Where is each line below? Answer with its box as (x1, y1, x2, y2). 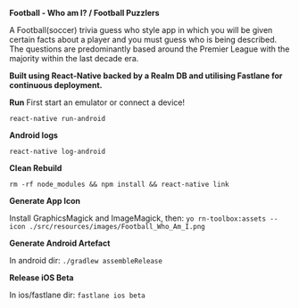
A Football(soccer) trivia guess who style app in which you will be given (9, 25, 273, 35)
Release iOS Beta (9, 272, 74, 283)
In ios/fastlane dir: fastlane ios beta (9, 289, 145, 300)
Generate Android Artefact (9, 238, 111, 248)
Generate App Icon (9, 196, 81, 206)
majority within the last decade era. (9, 53, 139, 63)
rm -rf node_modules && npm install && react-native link (9, 180, 229, 189)
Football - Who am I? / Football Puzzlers (9, 8, 160, 18)
